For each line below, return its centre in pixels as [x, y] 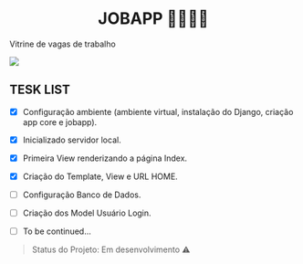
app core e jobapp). [60, 121]
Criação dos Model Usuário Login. [87, 213]
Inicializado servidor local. [72, 140]
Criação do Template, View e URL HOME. [100, 176]
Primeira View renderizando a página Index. [105, 158]
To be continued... [57, 231]
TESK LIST [40, 90]
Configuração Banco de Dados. [82, 195]
